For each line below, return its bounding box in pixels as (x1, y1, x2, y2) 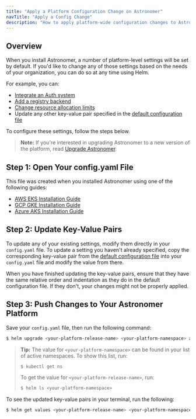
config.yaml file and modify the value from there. (6, 258, 124, 266)
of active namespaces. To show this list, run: (20, 352, 128, 359)
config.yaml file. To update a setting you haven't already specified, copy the (6, 246, 190, 253)
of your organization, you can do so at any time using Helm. (6, 69, 150, 76)
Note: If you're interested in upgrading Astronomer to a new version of (20, 139, 190, 146)
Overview (6, 41, 43, 51)
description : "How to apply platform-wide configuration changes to (6, 19, 176, 25)
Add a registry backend (14, 98, 71, 105)
